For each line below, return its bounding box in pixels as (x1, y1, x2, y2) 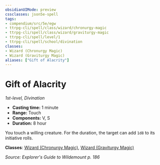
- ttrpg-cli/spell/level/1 (5, 35, 61, 40)
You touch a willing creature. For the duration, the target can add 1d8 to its (5, 130, 155, 136)
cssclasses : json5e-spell (5, 12, 58, 17)
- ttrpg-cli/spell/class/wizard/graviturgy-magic (5, 30, 109, 35)
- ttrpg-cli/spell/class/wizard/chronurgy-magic (5, 26, 107, 31)
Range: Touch (12, 110, 41, 116)
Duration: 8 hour (12, 120, 47, 126)
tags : (5, 16, 16, 21)
